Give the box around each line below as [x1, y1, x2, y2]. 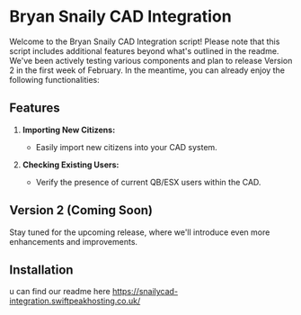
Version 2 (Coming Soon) [9, 202, 154, 218]
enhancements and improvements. [9, 236, 137, 247]
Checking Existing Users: [22, 159, 120, 170]
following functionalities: [9, 74, 101, 85]
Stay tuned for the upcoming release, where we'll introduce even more [9, 227, 270, 238]
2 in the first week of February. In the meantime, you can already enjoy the [9, 65, 286, 76]
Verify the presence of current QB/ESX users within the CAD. [35, 176, 261, 187]
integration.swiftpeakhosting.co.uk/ [9, 295, 141, 307]
